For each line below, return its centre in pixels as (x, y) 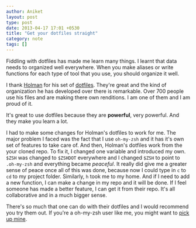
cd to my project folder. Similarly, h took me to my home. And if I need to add (98, 176)
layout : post (22, 17)
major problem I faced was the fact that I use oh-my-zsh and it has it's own (95, 139)
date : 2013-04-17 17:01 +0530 (43, 28)
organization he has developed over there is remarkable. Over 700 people (95, 91)
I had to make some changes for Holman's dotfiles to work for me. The (91, 132)
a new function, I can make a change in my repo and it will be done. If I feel (96, 182)
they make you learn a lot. (37, 121)
